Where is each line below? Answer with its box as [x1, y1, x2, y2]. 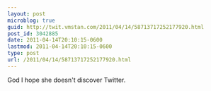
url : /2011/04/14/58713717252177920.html [7, 56, 132, 63]
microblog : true [7, 17, 55, 24]
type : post [7, 50, 40, 57]
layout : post [7, 10, 46, 18]
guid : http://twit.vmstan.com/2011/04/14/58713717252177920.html [7, 23, 204, 30]
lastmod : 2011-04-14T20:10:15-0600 [7, 43, 113, 50]
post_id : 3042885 [7, 30, 59, 37]
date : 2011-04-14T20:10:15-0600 [7, 37, 103, 44]
